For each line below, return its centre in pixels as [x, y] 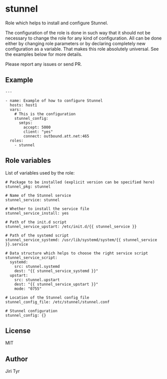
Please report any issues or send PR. [44, 64]
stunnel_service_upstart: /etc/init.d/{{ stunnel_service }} [71, 226]
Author [16, 359]
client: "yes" [38, 132]
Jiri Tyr [13, 371]
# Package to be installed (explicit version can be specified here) [80, 182]
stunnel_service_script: [31, 257]
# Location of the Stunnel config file [47, 297]
